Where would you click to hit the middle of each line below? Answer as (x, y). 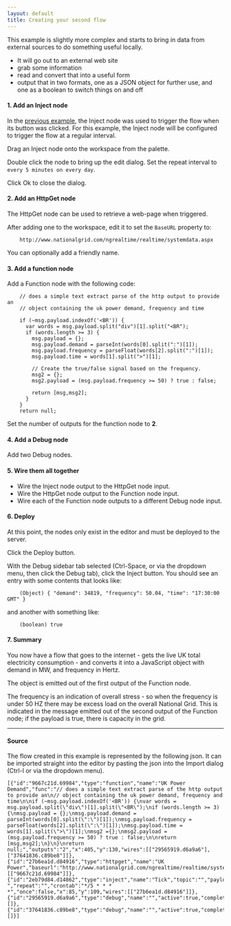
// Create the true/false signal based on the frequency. (117, 369)
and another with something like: (53, 612)
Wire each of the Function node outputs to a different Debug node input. (119, 501)
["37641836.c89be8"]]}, (41, 856)
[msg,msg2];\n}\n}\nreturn (46, 844)
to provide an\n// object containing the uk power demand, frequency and (115, 796)
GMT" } (16, 599)
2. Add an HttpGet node (41, 199)
